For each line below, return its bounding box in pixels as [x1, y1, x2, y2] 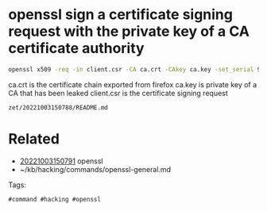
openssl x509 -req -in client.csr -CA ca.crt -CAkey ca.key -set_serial [8, 65, 254, 73]
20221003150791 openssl [19, 156, 103, 166]
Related [8, 130, 60, 148]
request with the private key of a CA [8, 22, 250, 40]
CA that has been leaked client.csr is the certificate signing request [8, 88, 228, 98]
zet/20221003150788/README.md [8, 103, 109, 112]
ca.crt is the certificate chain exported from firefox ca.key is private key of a [8, 79, 257, 89]
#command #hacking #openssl [8, 195, 102, 203]
